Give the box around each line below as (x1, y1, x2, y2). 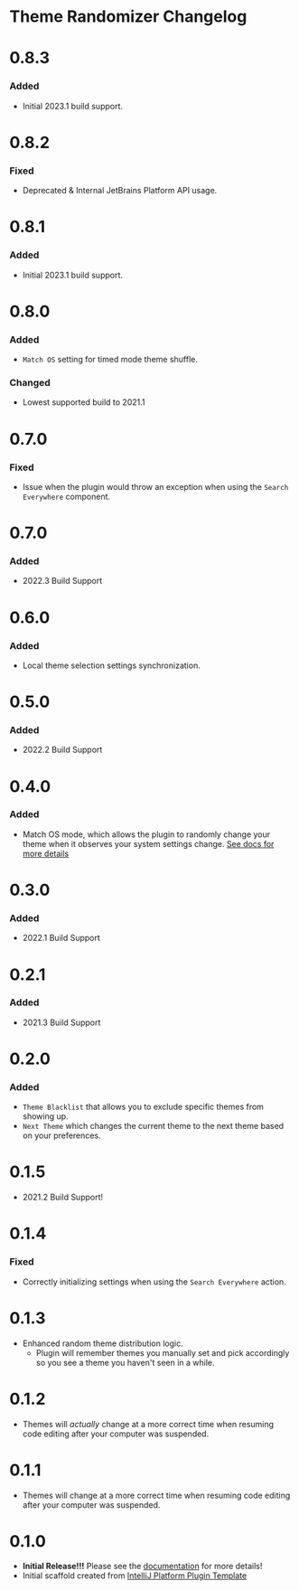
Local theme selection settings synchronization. (22, 660, 201, 671)
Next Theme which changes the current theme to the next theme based (22, 1121, 285, 1132)
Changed (9, 377, 51, 390)
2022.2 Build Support (22, 744, 103, 756)
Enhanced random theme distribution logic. (22, 1338, 183, 1349)
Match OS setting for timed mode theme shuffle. (22, 354, 199, 365)
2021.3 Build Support (22, 1017, 101, 1028)
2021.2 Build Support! (22, 1191, 104, 1203)
